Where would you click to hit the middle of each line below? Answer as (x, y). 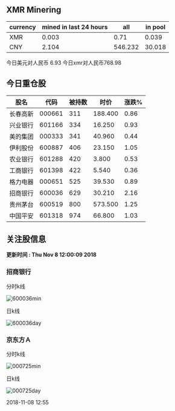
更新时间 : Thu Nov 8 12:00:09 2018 (51, 255)
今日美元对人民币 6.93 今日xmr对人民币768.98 (64, 62)
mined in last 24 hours (75, 27)
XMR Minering (34, 10)
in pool (156, 27)
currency (23, 27)
